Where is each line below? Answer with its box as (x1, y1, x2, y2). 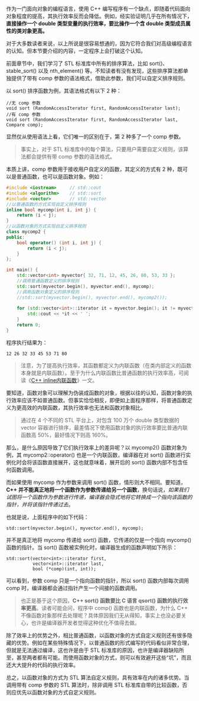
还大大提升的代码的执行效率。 (6, 661, 79, 668)
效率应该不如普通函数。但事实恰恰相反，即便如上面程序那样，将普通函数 (11, 396, 187, 403)
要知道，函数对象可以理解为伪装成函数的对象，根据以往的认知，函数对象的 (6, 389, 187, 396)
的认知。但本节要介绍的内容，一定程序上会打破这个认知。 (6, 47, 146, 54)
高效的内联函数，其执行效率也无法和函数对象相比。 (21, 404, 146, 411)
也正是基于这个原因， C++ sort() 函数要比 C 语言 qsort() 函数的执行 (20, 597, 183, 604)
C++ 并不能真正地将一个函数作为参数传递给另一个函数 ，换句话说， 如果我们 (6, 486, 189, 493)
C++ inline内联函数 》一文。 (31, 376, 98, 383)
